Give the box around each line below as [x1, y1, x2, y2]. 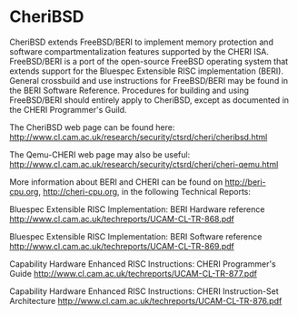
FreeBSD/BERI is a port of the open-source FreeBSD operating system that [9, 56, 289, 66]
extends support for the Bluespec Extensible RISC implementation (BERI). [9, 66, 284, 76]
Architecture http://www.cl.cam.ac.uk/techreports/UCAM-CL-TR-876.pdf [9, 295, 283, 306]
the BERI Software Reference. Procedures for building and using [9, 85, 250, 96]
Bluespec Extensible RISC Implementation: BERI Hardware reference [9, 203, 265, 215]
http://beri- [224, 176, 266, 188]
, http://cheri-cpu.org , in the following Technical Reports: [37, 186, 252, 197]
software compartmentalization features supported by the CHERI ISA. [9, 46, 270, 56]
